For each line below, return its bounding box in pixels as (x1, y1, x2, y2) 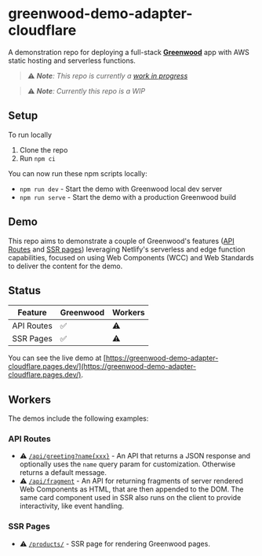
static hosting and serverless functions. (8, 56, 136, 65)
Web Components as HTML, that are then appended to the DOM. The (19, 484, 244, 494)
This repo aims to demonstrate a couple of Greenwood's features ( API (8, 236, 235, 245)
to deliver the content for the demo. (8, 261, 123, 271)
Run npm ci (19, 153, 56, 163)
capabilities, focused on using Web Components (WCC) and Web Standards (8, 252, 254, 262)
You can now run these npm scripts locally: (8, 168, 147, 178)
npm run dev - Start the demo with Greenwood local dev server (19, 184, 223, 193)
